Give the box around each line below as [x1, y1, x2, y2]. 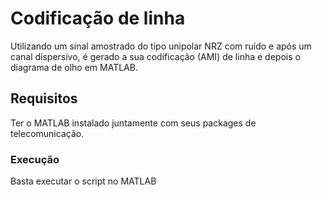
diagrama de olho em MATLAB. [10, 61, 138, 73]
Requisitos [10, 90, 78, 107]
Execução [10, 152, 60, 166]
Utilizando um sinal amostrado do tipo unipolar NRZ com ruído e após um [10, 40, 312, 52]
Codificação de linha [10, 7, 186, 30]
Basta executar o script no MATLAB [10, 175, 157, 187]
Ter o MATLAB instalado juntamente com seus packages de [10, 117, 257, 129]
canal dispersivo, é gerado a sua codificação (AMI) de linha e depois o [10, 50, 301, 62]
